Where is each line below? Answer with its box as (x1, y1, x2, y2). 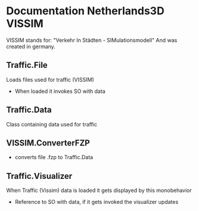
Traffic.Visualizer (6, 171, 73, 181)
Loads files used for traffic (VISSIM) (6, 76, 94, 83)
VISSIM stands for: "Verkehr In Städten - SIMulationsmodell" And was (6, 36, 178, 44)
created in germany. (6, 43, 55, 50)
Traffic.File (6, 60, 48, 70)
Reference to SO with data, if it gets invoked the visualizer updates (14, 198, 179, 206)
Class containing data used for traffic (6, 120, 97, 128)
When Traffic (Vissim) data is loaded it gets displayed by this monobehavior (6, 187, 192, 194)
